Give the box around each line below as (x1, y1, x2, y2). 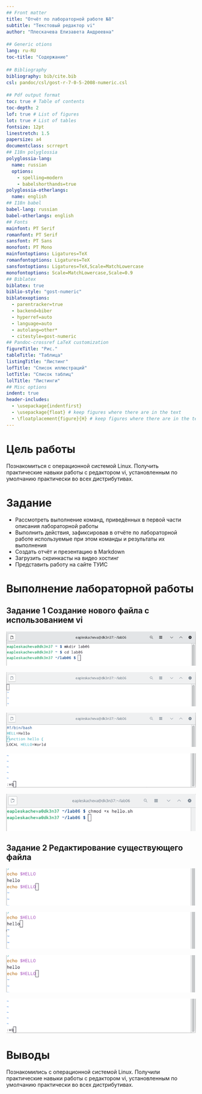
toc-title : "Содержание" (6, 54, 69, 60)
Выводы (6, 1048, 50, 1062)
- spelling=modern (17, 174, 63, 180)
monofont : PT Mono (6, 244, 52, 251)
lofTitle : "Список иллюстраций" (6, 364, 87, 371)
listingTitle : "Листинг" (6, 358, 69, 364)
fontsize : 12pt (6, 124, 44, 130)
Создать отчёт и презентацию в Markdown (14, 548, 125, 555)
